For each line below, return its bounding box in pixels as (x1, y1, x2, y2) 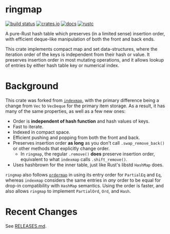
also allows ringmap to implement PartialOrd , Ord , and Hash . (5, 188, 131, 194)
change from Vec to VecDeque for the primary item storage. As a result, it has (5, 103, 165, 109)
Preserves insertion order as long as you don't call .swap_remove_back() (12, 140, 165, 146)
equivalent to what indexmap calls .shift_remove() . (20, 156, 127, 162)
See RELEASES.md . (5, 223, 47, 229)
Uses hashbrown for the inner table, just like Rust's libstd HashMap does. (12, 162, 164, 168)
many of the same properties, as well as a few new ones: (5, 108, 126, 114)
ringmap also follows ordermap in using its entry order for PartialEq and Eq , (5, 171, 162, 178)
